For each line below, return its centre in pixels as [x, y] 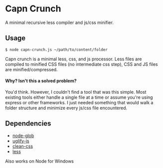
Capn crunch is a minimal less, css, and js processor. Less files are [74, 59]
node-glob [23, 136]
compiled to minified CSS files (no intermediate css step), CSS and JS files [81, 64]
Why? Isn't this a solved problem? [41, 81]
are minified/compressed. [32, 69]
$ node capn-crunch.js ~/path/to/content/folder [56, 50]
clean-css [23, 146]
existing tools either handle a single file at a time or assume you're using [79, 97]
